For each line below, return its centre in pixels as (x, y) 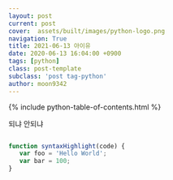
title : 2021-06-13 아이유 (50, 46)
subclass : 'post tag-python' (58, 76)
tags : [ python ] (34, 62)
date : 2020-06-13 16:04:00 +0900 (65, 54)
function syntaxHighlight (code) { (67, 146)
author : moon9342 (38, 84)
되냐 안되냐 (26, 123)
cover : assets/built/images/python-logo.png (86, 31)
